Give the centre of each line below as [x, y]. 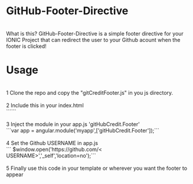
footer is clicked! [26, 46]
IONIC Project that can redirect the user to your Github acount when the [93, 40]
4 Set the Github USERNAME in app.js [52, 143]
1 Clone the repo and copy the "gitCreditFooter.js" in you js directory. [90, 92]
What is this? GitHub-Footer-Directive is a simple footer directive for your [95, 33]
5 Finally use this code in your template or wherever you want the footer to [97, 168]
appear [15, 174]
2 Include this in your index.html [45, 105]
